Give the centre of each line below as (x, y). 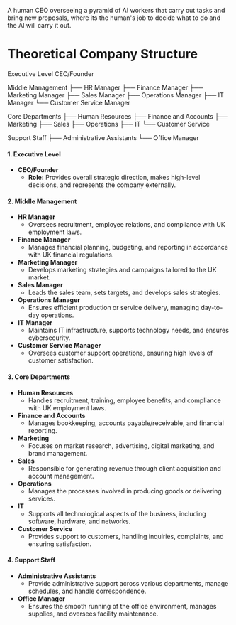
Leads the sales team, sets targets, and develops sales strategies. (124, 293)
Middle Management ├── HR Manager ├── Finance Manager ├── (105, 87)
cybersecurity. (49, 338)
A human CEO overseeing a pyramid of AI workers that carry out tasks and (116, 10)
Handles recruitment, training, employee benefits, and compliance (124, 400)
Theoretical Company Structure (103, 54)
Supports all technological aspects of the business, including (117, 513)
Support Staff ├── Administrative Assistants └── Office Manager (103, 137)
